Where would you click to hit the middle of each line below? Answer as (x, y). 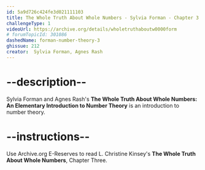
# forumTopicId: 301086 (37, 35)
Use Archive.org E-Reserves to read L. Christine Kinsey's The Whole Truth (101, 153)
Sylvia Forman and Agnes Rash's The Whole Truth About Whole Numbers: (102, 99)
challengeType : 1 (29, 23)
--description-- (47, 82)
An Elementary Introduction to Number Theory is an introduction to (93, 105)
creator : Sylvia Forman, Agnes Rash (55, 52)
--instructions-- (48, 137)
